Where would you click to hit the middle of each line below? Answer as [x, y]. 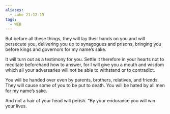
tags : [11, 19]
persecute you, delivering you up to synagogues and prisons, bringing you [83, 44]
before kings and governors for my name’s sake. [56, 49]
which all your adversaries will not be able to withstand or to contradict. [80, 70]
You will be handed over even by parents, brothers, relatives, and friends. [82, 80]
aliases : [15, 10]
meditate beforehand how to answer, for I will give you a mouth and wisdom [85, 65]
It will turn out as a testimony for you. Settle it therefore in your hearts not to [85, 60]
